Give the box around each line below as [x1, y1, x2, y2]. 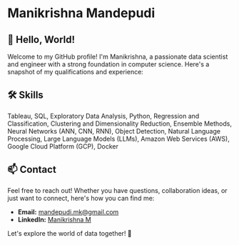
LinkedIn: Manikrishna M [17, 215, 91, 224]
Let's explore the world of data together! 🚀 [7, 229, 132, 237]
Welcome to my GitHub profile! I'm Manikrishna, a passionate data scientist [7, 52, 228, 61]
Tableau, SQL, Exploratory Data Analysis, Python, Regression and [7, 111, 200, 120]
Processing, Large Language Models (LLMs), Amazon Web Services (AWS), [7, 134, 230, 143]
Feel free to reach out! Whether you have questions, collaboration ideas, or [7, 186, 228, 194]
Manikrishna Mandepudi [7, 5, 156, 21]
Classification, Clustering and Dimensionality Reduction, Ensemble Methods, [7, 119, 232, 128]
